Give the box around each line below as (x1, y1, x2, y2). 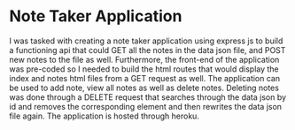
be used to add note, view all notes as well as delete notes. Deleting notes (9, 82, 279, 93)
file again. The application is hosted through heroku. (9, 111, 199, 121)
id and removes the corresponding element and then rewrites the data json (9, 101, 282, 111)
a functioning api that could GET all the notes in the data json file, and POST (9, 44, 286, 55)
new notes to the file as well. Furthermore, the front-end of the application (9, 54, 280, 65)
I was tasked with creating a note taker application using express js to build (9, 35, 283, 46)
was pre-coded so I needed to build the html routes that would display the (9, 64, 279, 74)
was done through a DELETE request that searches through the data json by (9, 91, 286, 103)
